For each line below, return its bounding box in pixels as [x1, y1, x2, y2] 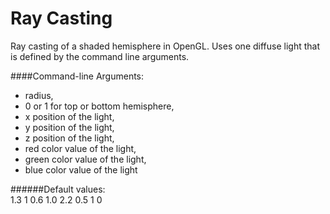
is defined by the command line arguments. [10, 50, 190, 62]
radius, [24, 89, 54, 101]
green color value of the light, [24, 153, 147, 165]
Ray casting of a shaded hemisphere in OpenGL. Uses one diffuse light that [10, 40, 320, 52]
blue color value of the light [24, 163, 138, 176]
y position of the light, [24, 121, 115, 133]
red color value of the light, [24, 142, 137, 154]
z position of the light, [24, 132, 115, 144]
